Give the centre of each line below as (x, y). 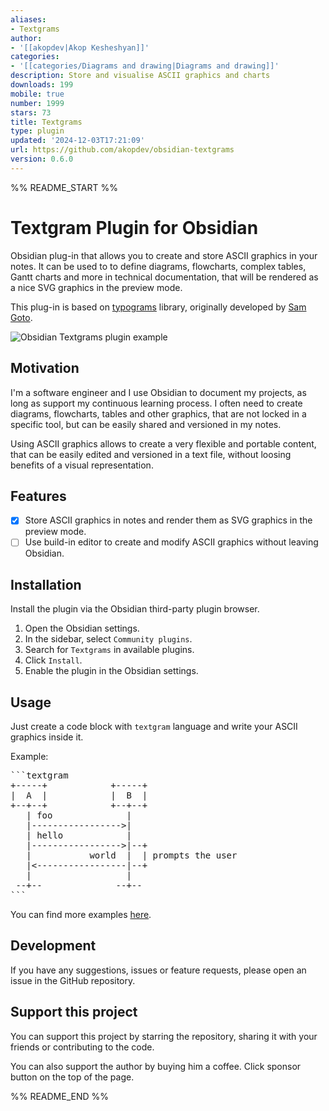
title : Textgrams (46, 122)
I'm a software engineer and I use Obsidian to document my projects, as (158, 392)
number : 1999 (37, 103)
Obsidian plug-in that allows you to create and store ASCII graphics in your (164, 255)
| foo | (79, 815)
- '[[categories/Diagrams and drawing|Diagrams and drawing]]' (145, 66)
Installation (46, 584)
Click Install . (53, 660)
